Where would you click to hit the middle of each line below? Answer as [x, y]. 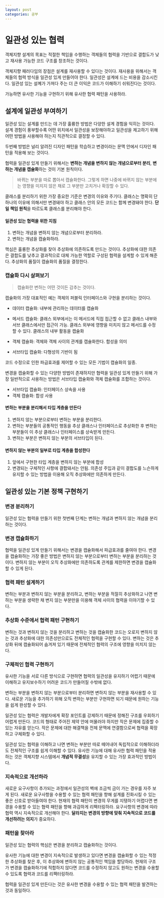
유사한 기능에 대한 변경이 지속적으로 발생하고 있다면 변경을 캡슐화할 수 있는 [76, 855]
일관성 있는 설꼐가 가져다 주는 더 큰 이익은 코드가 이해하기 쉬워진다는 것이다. [84, 84]
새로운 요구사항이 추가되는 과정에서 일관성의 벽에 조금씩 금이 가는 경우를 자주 [78, 788]
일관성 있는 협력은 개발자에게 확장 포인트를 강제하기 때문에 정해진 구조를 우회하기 [82, 715]
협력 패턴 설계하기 [25, 583]
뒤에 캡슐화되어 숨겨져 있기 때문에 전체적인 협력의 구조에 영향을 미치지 [81, 644]
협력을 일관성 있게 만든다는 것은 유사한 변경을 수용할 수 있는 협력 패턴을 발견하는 [82, 884]
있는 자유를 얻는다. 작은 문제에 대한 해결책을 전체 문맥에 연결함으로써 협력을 [77, 728]
